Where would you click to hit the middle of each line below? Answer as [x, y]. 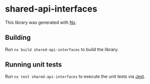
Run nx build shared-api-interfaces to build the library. [62, 49]
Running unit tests [33, 65]
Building [18, 38]
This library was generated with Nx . [41, 22]
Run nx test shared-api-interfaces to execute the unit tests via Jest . [75, 76]
